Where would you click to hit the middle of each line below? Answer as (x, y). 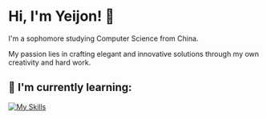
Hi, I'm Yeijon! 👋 (61, 16)
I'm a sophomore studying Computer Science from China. (103, 38)
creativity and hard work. (50, 62)
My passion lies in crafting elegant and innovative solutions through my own (133, 54)
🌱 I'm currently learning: (70, 87)
